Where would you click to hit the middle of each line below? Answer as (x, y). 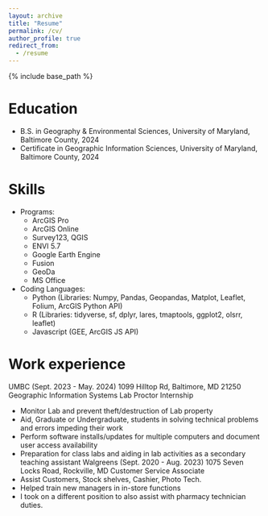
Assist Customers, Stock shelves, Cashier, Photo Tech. (111, 479)
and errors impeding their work (71, 427)
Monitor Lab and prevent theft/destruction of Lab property (116, 410)
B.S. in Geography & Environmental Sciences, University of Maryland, (135, 131)
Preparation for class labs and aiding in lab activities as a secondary (133, 453)
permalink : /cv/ (35, 31)
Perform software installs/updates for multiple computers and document (140, 436)
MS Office (49, 280)
